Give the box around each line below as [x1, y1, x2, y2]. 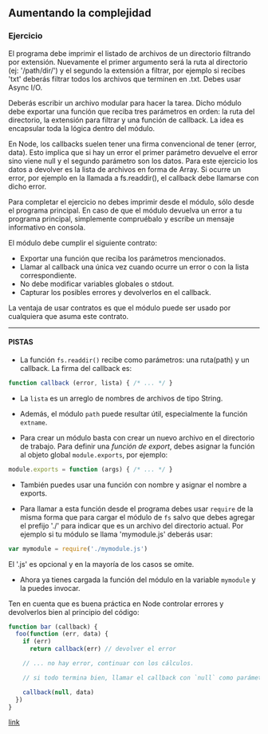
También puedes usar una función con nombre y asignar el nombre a [19, 480, 247, 489]
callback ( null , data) [22, 688, 94, 696]
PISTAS [8, 337, 33, 347]
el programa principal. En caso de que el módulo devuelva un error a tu [8, 205, 242, 215]
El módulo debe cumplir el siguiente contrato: [8, 237, 158, 247]
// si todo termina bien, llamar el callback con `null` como [22, 673, 234, 682]
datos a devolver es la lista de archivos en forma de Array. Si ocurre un [8, 164, 242, 174]
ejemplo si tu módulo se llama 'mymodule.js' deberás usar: [19, 529, 213, 539]
